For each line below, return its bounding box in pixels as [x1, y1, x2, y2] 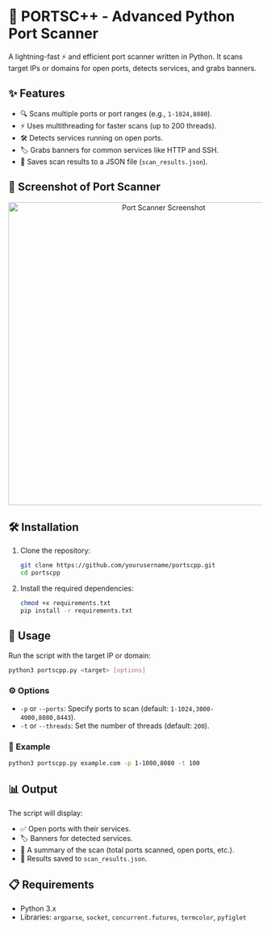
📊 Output [8, 783, 58, 797]
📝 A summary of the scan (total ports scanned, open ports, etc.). [19, 844, 235, 855]
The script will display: [8, 808, 83, 818]
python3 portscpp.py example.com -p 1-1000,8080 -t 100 [8, 760, 200, 768]
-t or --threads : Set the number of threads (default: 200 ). [19, 721, 210, 730]
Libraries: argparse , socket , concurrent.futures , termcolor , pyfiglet [19, 912, 247, 922]
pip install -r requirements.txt [19, 607, 133, 615]
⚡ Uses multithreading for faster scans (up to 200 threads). [19, 120, 217, 130]
